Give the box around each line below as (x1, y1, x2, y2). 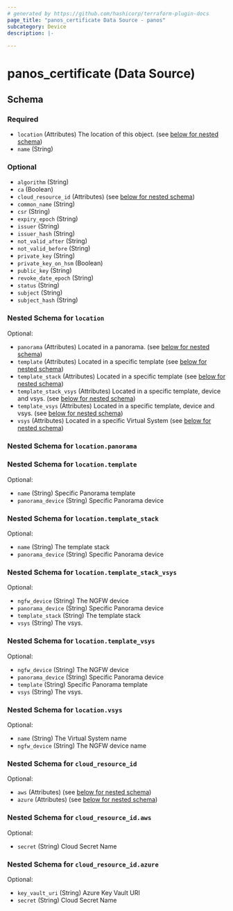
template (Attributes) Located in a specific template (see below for (17, 357, 207, 365)
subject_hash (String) (17, 296, 78, 304)
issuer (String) (17, 222, 60, 231)
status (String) (17, 281, 60, 290)
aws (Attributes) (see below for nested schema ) (17, 788, 152, 796)
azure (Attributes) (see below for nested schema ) (17, 796, 158, 804)
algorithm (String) (17, 178, 69, 186)
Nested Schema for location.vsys (7, 705, 123, 714)
